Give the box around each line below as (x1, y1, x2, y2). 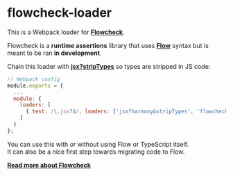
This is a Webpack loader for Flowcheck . (7, 28, 125, 36)
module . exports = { (7, 82, 64, 89)
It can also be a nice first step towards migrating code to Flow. (7, 147, 185, 156)
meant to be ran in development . (7, 49, 102, 57)
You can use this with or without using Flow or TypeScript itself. (7, 140, 189, 148)
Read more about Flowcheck (7, 161, 92, 169)
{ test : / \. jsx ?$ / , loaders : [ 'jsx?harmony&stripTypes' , (25, 108, 194, 115)
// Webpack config (7, 75, 60, 83)
